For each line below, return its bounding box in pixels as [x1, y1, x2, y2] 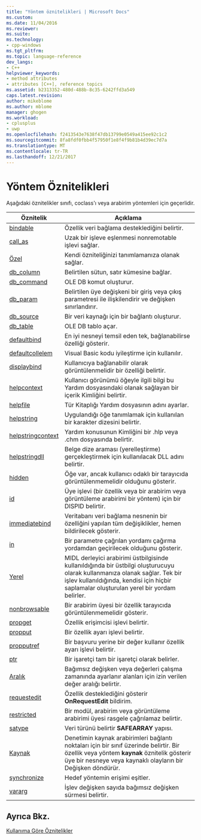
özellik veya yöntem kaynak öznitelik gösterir [64, 749, 191, 757]
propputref [9, 641, 40, 650]
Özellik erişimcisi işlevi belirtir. [64, 619, 150, 627]
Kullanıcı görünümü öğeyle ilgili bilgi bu [64, 376, 174, 385]
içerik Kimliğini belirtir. [64, 391, 127, 400]
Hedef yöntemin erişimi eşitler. [64, 773, 151, 782]
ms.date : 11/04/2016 [6, 20, 58, 26]
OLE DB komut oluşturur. [64, 278, 134, 286]
